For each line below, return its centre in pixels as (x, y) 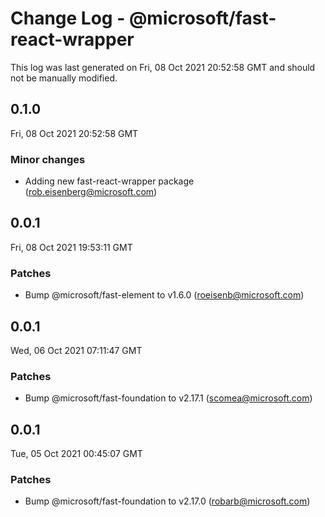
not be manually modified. (64, 78)
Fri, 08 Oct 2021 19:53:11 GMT (71, 247)
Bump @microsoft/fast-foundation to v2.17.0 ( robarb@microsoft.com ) (167, 501)
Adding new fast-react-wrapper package (109, 181)
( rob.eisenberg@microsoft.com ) (91, 192)
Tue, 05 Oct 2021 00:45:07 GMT (76, 454)
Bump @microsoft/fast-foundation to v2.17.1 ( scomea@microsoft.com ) (168, 398)
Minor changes (48, 159)
